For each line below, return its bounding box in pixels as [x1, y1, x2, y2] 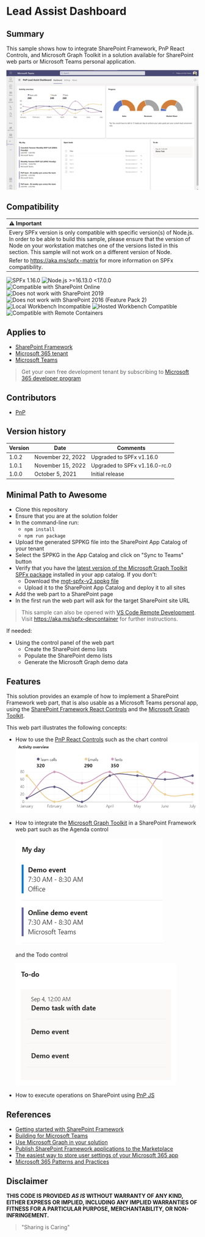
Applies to [6, 327, 46, 337]
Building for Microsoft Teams [15, 1132, 88, 1140]
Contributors [6, 392, 57, 403]
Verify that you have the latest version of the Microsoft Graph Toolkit [15, 564, 187, 572]
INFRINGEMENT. [6, 1211, 49, 1219]
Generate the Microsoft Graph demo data [24, 659, 128, 666]
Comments [117, 444, 146, 452]
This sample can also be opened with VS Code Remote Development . [21, 609, 196, 616]
